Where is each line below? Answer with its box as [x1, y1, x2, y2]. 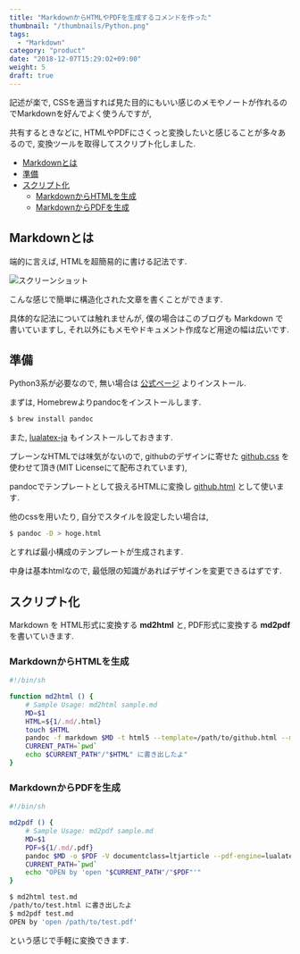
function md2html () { [9, 692, 94, 701]
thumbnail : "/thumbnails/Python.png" [9, 21, 150, 30]
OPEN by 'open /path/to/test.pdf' [9, 917, 138, 926]
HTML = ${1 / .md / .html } [25, 716, 102, 726]
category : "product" [9, 46, 87, 55]
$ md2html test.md [9, 892, 78, 902]
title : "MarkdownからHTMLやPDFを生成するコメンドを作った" [9, 13, 212, 22]
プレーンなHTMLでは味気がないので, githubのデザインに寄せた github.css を [9, 451, 290, 462]
